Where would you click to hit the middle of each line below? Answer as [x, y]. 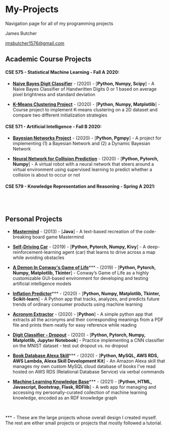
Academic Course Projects [48, 59]
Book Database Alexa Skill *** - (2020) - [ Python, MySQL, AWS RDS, [86, 355]
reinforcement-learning [37, 252]
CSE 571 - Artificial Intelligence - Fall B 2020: [54, 127]
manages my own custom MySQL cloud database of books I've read [84, 366]
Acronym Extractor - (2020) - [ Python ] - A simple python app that [83, 314]
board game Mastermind [58, 237]
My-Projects [32, 9]
